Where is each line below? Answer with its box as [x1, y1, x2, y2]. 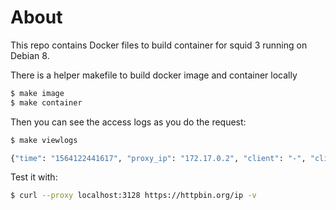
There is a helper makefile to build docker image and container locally [10, 69, 298, 81]
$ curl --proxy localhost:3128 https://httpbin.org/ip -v [10, 191, 257, 201]
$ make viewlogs [10, 135, 78, 145]
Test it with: [10, 171, 58, 183]
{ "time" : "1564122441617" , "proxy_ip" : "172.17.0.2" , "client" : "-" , [10, 153, 307, 163]
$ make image [10, 88, 65, 98]
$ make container [10, 97, 83, 108]
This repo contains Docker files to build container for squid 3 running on [10, 39, 308, 51]
